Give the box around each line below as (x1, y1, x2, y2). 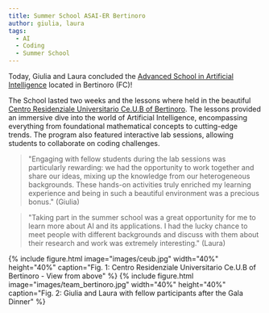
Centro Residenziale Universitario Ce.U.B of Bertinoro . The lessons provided (8, 104, 262, 114)
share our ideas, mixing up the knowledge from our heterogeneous (27, 171, 250, 181)
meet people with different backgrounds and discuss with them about (27, 230, 259, 239)
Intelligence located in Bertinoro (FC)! (8, 80, 133, 90)
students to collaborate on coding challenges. (8, 139, 160, 148)
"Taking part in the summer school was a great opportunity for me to (27, 213, 256, 222)
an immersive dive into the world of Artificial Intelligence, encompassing (8, 113, 248, 122)
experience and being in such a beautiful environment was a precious (27, 189, 260, 198)
